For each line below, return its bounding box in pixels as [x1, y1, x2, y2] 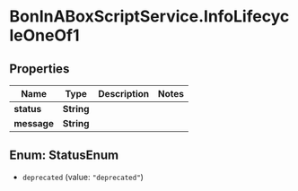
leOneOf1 [9, 25, 80, 46]
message [13, 117, 54, 129]
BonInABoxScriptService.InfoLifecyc [9, 6, 290, 27]
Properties [9, 61, 70, 76]
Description [98, 88, 150, 100]
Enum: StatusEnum [9, 148, 119, 163]
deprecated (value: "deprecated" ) [22, 171, 144, 182]
